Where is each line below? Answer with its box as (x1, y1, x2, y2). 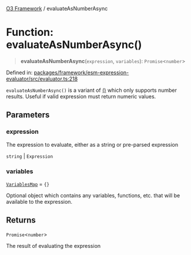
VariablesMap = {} (6, 180, 50, 187)
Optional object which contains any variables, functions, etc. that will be (6, 191, 180, 199)
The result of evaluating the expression (6, 242, 101, 249)
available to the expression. (6, 198, 72, 205)
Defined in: (6, 69, 33, 76)
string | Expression (6, 153, 53, 160)
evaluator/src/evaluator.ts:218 (6, 75, 78, 82)
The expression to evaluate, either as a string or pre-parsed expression (6, 141, 179, 148)
